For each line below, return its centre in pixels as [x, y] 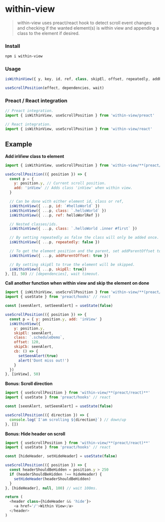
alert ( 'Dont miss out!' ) [43, 360]
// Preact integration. [29, 111]
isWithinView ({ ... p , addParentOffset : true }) [59, 256]
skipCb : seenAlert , [34, 347]
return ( [14, 497]
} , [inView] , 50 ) [23, 374]
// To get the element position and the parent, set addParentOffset [82, 251]
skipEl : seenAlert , [34, 333]
